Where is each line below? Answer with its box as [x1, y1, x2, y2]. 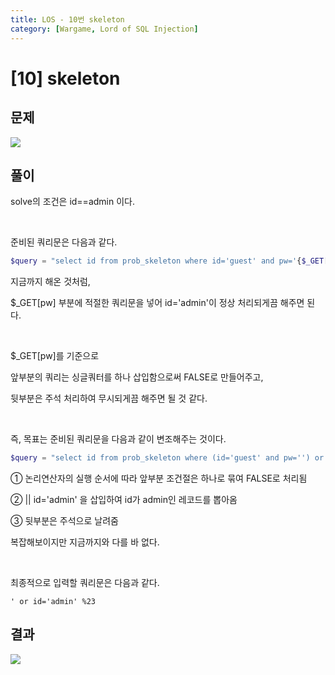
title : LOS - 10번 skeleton [10, 14, 125, 25]
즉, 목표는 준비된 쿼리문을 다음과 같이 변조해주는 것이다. [10, 433, 227, 445]
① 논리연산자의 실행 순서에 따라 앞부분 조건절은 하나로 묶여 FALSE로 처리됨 [10, 472, 308, 485]
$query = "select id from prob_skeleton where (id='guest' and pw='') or [10, 453, 325, 463]
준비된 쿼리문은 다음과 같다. [10, 236, 118, 248]
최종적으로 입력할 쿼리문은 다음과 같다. [10, 577, 160, 589]
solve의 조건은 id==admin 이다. [10, 196, 135, 208]
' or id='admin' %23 [10, 597, 97, 607]
